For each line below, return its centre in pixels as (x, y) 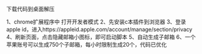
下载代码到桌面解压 (31, 9)
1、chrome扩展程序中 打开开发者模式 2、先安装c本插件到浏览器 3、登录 (96, 22)
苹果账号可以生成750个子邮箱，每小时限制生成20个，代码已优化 (87, 45)
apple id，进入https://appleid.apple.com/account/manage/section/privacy (99, 29)
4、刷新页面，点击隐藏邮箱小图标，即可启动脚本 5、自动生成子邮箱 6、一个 (101, 37)
